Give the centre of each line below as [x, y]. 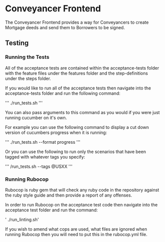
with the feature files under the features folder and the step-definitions [77, 73]
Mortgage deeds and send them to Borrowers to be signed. [65, 27]
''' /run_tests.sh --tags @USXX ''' [39, 166]
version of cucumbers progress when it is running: [56, 132]
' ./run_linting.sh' [22, 219]
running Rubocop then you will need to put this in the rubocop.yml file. [76, 234]
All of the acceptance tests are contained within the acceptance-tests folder [82, 68]
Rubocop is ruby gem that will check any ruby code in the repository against [82, 190]
